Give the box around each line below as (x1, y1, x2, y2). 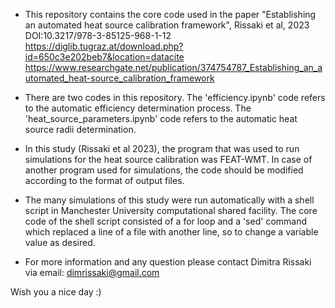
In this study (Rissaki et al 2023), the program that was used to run (24, 143, 300, 154)
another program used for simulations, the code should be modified (24, 164, 304, 176)
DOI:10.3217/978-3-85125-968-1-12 (24, 30, 172, 41)
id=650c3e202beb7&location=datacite (24, 51, 185, 63)
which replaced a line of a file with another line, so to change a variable (24, 226, 319, 238)
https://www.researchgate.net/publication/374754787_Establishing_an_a (24, 62, 323, 73)
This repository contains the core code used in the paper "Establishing (24, 9, 317, 20)
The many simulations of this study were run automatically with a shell (24, 194, 315, 206)
